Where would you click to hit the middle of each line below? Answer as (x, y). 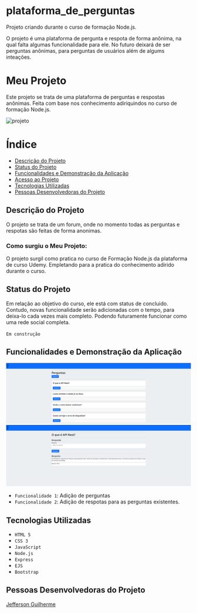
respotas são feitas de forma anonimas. (54, 230)
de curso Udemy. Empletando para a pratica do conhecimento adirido (90, 264)
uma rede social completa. (38, 322)
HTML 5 (23, 535)
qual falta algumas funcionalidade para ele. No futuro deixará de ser (89, 45)
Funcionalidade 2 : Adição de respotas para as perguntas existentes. (97, 502)
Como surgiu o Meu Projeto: (47, 246)
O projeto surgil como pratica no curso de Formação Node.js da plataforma (97, 258)
